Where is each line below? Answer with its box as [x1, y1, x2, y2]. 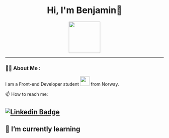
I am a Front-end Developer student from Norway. [5, 81, 119, 87]
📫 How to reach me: [5, 91, 48, 97]
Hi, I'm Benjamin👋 [47, 5, 122, 16]
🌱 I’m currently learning [5, 125, 80, 133]
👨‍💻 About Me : [5, 64, 41, 72]
